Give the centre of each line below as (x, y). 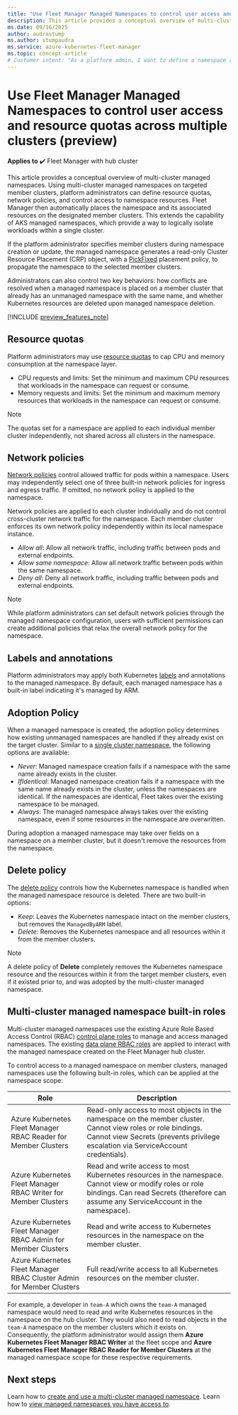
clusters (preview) (63, 140)
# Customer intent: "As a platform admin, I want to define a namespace (117, 60)
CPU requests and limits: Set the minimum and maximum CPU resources (123, 378)
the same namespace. (50, 570)
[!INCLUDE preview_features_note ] (58, 316)
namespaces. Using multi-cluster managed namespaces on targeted (107, 185)
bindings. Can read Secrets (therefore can (157, 1192)
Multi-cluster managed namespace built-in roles (117, 1011)
